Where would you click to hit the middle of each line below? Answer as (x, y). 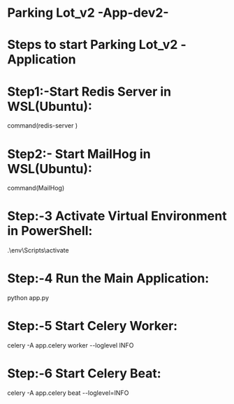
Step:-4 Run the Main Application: (108, 279)
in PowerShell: (50, 231)
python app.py (28, 298)
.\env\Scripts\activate (38, 250)
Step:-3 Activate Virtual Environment (117, 216)
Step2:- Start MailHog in (79, 154)
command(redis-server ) (43, 126)
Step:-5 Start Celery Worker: (93, 326)
